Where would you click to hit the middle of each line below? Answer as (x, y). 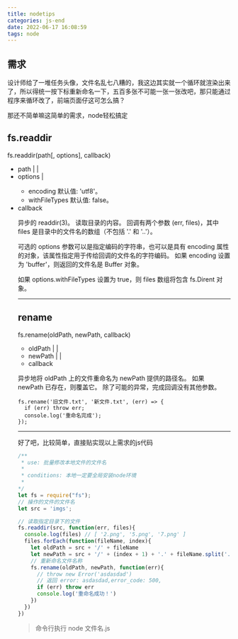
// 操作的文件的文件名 (46, 502)
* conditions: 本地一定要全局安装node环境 (79, 476)
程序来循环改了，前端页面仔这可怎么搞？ (66, 101)
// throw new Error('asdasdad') (84, 574)
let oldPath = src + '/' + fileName (85, 548)
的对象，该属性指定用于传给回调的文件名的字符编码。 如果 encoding (117, 255)
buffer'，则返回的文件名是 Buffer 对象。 (85, 264)
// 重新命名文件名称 (57, 561)
